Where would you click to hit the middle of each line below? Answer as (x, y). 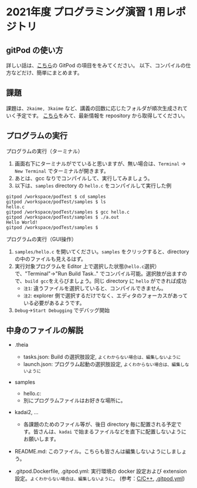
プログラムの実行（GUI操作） (42, 239)
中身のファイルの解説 (45, 331)
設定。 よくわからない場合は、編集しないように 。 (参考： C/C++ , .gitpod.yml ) (100, 479)
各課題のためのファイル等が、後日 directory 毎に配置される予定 (100, 424)
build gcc (37, 281)
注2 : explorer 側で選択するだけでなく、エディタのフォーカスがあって (106, 295)
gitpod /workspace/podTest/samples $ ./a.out (62, 217)
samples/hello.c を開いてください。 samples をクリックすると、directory (102, 251)
